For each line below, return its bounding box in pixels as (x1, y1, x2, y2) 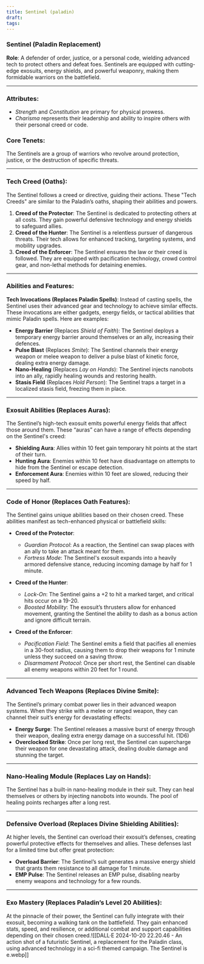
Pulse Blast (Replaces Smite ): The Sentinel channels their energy (15, 346, 178, 353)
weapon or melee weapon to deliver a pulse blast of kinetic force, (15, 353, 179, 360)
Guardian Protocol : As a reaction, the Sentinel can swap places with (24, 542, 194, 549)
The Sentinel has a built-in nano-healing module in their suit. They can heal (6, 786, 194, 793)
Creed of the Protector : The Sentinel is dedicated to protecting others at (15, 209, 197, 216)
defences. (15, 340, 41, 347)
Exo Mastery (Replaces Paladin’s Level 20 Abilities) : (6, 898, 162, 907)
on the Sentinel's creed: (6, 433, 66, 440)
